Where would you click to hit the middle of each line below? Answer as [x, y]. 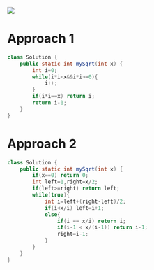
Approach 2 [42, 144]
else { [52, 214]
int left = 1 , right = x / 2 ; [65, 182]
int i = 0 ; [45, 70]
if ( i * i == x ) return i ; [64, 97]
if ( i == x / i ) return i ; [92, 221]
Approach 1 [41, 39]
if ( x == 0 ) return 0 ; [61, 176]
